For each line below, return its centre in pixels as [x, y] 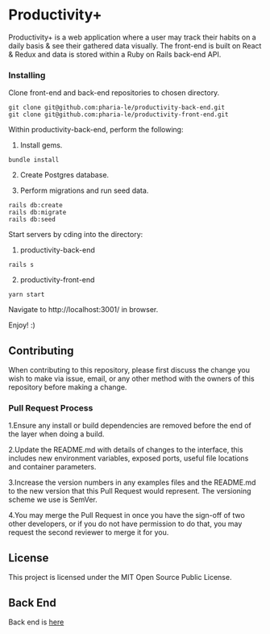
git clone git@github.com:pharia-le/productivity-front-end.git [118, 115]
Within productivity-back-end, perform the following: [96, 130]
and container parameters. [52, 467]
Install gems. [41, 145]
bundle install [34, 160]
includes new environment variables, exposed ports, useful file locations [129, 458]
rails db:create [35, 206]
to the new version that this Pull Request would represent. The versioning [130, 491]
